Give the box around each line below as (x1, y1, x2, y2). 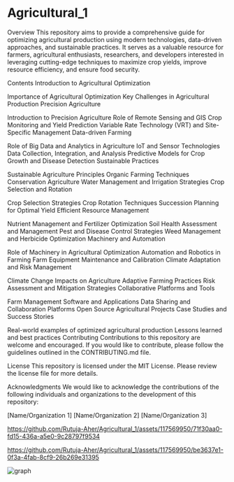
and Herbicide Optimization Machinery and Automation (7, 234, 166, 243)
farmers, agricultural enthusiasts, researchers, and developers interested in (7, 50, 224, 59)
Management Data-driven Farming (32, 128, 132, 136)
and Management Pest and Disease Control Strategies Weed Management (7, 227, 221, 235)
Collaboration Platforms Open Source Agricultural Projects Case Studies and (7, 304, 227, 313)
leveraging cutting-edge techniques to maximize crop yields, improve (7, 57, 207, 66)
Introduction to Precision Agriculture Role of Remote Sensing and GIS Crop (7, 113, 222, 122)
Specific (7, 128, 31, 136)
